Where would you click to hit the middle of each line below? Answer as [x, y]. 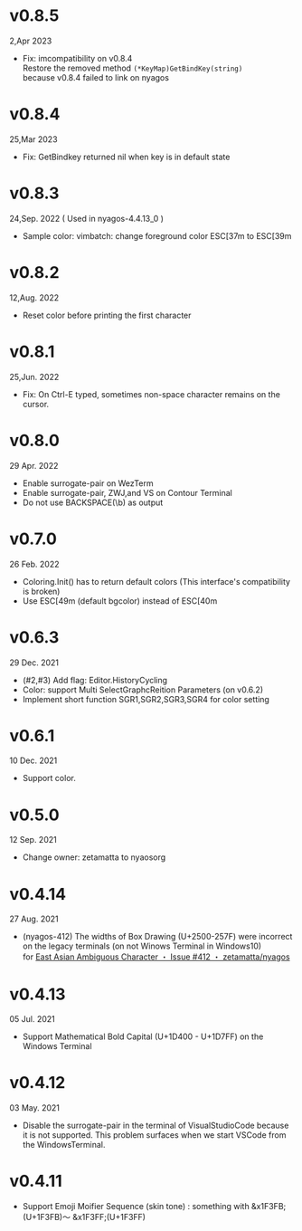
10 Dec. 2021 [33, 760]
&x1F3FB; [269, 1207]
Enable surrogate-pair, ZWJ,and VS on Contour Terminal [127, 492]
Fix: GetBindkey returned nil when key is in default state [126, 157]
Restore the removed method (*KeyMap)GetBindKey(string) [132, 68]
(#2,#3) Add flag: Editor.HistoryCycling [95, 680]
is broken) [41, 591]
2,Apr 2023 [31, 41]
